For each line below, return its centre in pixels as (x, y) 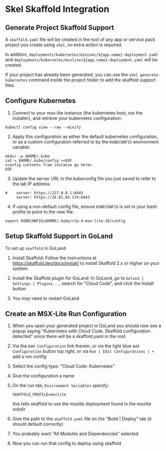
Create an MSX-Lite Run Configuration (66, 314)
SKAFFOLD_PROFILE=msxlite (39, 395)
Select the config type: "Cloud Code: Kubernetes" (64, 366)
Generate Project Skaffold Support (60, 28)
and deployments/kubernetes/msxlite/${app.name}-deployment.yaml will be (82, 60)
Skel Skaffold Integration (57, 9)
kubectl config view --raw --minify (43, 127)
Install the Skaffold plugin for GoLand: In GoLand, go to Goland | (78, 278)
